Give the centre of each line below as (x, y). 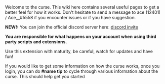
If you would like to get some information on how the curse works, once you (82, 66)
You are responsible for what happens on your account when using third (81, 37)
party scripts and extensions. (36, 42)
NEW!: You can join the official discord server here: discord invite (72, 27)
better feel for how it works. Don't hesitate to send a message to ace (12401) (83, 12)
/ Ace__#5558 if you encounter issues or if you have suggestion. (70, 17)
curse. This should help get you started (45, 76)
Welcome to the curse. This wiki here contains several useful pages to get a (82, 7)
